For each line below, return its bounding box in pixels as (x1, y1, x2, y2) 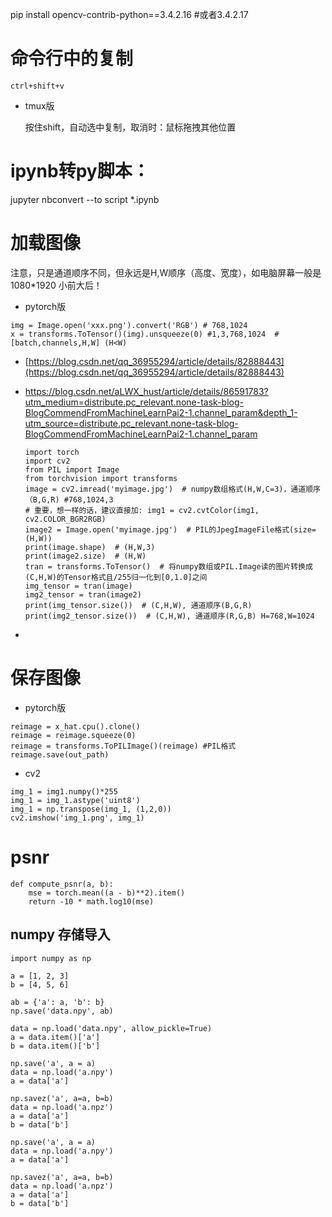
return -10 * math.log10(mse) (28, 896, 155, 907)
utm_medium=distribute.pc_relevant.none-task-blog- (24, 396, 244, 408)
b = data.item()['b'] (10, 1041, 101, 1051)
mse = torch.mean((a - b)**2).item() (28, 888, 186, 898)
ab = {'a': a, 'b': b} (10, 997, 105, 1007)
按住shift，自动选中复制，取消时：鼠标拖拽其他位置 (24, 121, 237, 133)
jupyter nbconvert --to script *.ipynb (10, 193, 160, 205)
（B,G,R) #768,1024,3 (24, 494, 114, 505)
